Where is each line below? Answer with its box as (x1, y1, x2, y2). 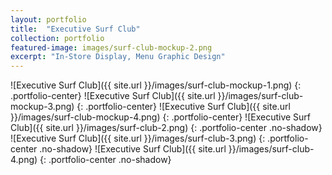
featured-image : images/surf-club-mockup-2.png (10, 42, 213, 53)
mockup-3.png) (10, 101, 75, 113)
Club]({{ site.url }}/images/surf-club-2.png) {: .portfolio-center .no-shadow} (10, 122, 323, 134)
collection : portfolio (10, 33, 105, 43)
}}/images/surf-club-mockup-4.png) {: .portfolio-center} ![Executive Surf (10, 111, 312, 123)
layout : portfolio (10, 14, 87, 25)
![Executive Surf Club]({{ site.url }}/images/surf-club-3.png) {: (10, 132, 266, 145)
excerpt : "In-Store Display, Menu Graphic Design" (10, 52, 226, 62)
